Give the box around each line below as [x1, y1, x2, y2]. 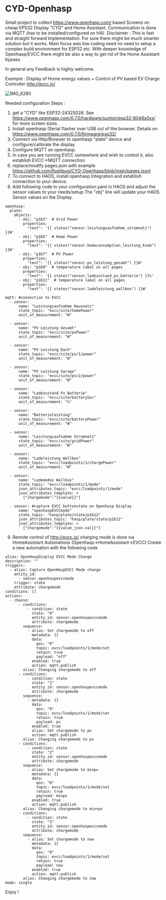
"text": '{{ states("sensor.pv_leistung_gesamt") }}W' [27, 260, 143, 265]
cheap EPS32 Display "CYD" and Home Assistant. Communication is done [5, 24, 157, 30]
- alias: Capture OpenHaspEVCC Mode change [9, 567, 101, 572]
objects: [14, 212, 32, 218]
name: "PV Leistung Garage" [18, 369, 77, 374]
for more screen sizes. [12, 120, 58, 126]
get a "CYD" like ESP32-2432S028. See [12, 110, 94, 116]
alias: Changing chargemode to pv [23, 737, 94, 742]
